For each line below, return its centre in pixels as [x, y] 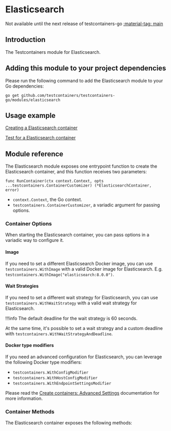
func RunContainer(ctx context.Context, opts [54, 181]
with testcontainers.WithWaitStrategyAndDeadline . [59, 334]
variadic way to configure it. [35, 240]
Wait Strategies [22, 286]
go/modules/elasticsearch [33, 100]
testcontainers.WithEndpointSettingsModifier [62, 384]
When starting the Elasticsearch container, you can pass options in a [77, 235]
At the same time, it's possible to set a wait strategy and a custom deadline [84, 328]
